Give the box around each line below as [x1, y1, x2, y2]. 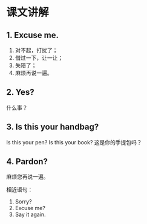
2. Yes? [6, 87, 34, 97]
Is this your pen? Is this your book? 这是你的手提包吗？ [6, 138, 142, 146]
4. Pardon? [6, 156, 48, 167]
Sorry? [15, 198, 32, 205]
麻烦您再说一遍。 [6, 173, 49, 181]
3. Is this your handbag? [6, 122, 99, 132]
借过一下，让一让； [15, 54, 64, 61]
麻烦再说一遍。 [15, 69, 53, 76]
